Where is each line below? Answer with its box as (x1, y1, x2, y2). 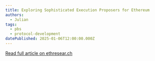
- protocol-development (10, 31, 60, 36)
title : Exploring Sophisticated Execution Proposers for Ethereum (5, 7, 150, 13)
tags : (5, 22, 17, 27)
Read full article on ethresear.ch (5, 50, 73, 56)
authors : (5, 12, 24, 17)
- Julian (10, 17, 29, 22)
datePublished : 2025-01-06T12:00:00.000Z (5, 36, 95, 42)
